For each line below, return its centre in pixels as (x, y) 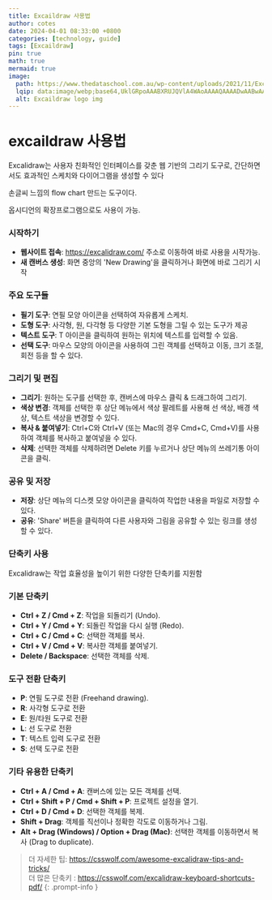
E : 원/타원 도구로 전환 (54, 718)
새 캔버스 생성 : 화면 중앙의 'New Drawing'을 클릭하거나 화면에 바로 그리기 (136, 262)
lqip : (25, 91)
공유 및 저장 (30, 481)
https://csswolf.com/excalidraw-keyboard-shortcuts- (166, 877)
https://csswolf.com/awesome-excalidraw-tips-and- (157, 859)
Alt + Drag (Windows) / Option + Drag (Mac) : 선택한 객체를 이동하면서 (135, 831)
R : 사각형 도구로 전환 (53, 708)
